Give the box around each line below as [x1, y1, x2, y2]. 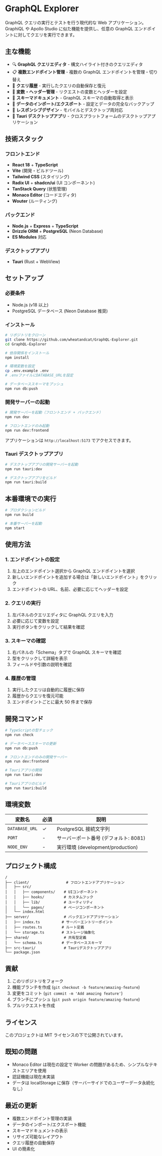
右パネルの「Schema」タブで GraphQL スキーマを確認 [12, 649, 122, 655]
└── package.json [5, 950, 40, 955]
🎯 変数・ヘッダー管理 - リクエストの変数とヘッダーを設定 [12, 89, 127, 95]
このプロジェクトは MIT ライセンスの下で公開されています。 [5, 1032, 126, 1038]
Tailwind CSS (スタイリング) [12, 174, 70, 180]
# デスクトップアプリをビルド [5, 475, 57, 480]
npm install [5, 355, 29, 360]
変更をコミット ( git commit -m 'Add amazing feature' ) [12, 990, 123, 996]
